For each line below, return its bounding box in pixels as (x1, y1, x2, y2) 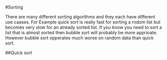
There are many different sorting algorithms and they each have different (5, 14, 155, 19)
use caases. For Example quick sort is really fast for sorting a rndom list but (5, 19, 161, 25)
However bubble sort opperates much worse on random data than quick (5, 35, 154, 41)
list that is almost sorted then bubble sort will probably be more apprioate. (5, 30, 157, 35)
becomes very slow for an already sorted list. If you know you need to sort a (5, 24, 162, 30)
